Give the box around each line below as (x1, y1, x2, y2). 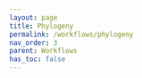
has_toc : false (9, 55, 66, 64)
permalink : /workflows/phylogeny (9, 30, 134, 39)
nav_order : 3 (9, 38, 58, 48)
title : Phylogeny (9, 22, 74, 30)
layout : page (9, 13, 58, 22)
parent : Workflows (9, 47, 78, 56)
